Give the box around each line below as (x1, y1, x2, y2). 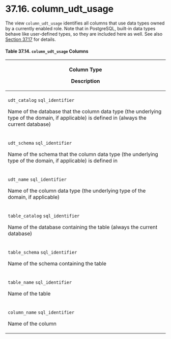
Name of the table (8, 290, 51, 297)
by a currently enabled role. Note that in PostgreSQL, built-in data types (5, 25, 156, 31)
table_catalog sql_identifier (8, 213, 80, 219)
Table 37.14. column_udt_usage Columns (5, 48, 89, 54)
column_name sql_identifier (8, 310, 75, 315)
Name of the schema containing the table (8, 260, 107, 267)
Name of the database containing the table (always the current (8, 223, 158, 231)
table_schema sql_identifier (8, 250, 77, 256)
